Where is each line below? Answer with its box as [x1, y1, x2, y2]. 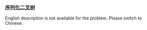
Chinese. [5, 20, 23, 26]
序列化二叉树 [5, 4, 36, 10]
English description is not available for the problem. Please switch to [5, 15, 142, 21]
